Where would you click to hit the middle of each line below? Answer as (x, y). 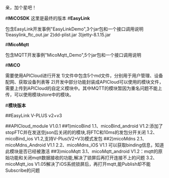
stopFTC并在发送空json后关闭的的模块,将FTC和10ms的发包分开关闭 (76, 132)
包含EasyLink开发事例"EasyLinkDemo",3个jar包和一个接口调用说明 (74, 29)
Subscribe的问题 (23, 170)
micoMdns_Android (26, 145)
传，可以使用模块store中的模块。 (40, 95)
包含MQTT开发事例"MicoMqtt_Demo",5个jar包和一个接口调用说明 (73, 55)
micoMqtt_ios (20, 164)
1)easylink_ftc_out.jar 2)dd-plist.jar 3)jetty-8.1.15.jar (58, 35)
